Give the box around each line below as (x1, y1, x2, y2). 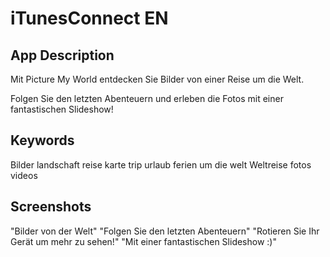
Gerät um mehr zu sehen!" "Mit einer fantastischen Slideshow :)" (10, 235, 277, 247)
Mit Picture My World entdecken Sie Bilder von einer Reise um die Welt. (10, 73, 305, 85)
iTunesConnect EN (10, 7, 169, 30)
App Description (10, 47, 115, 64)
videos (10, 169, 38, 181)
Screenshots (10, 198, 92, 216)
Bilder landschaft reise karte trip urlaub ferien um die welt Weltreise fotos (10, 158, 312, 171)
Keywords (10, 132, 75, 149)
